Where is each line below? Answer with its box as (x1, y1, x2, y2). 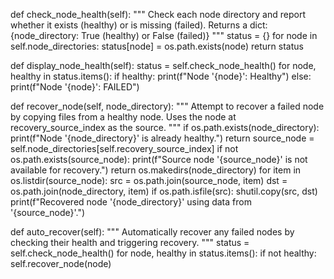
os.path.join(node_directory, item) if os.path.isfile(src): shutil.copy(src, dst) (10, 185, 318, 197)
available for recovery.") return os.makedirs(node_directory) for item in (10, 164, 302, 176)
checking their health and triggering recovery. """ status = (10, 237, 250, 248)
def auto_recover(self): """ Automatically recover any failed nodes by (10, 226, 295, 238)
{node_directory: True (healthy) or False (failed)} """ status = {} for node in (10, 30, 318, 41)
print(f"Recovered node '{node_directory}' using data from (10, 196, 252, 208)
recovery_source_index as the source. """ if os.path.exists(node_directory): (10, 122, 320, 133)
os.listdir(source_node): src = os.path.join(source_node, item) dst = (10, 175, 288, 186)
